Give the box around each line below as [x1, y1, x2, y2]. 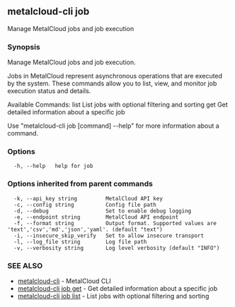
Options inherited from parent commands [7, 179, 154, 189]
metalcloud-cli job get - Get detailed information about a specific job [17, 284, 218, 292]
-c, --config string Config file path [13, 201, 157, 208]
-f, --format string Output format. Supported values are [13, 219, 217, 227]
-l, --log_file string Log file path [13, 238, 147, 246]
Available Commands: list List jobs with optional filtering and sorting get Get [7, 100, 228, 109]
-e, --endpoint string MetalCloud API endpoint [13, 213, 179, 221]
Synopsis [7, 42, 40, 52]
